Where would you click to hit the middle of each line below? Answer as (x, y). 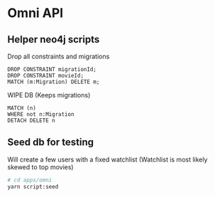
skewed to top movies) (40, 167)
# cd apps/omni (30, 180)
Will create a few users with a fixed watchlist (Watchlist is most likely (107, 159)
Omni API (35, 13)
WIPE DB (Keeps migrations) (49, 95)
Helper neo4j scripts (54, 39)
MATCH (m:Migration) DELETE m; (54, 82)
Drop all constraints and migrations (59, 56)
